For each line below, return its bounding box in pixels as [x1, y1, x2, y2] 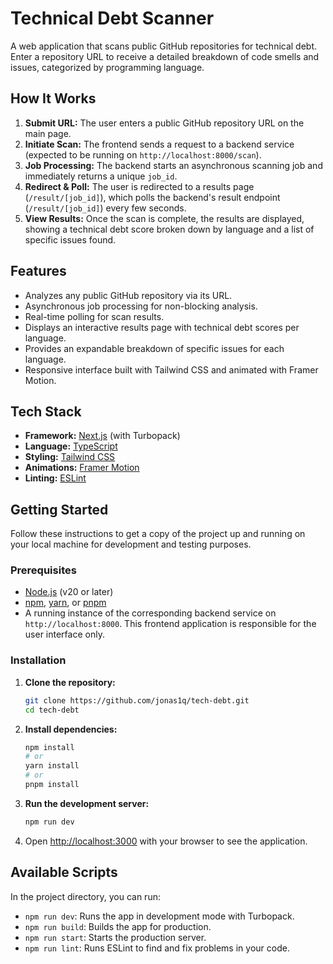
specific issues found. [24, 233, 117, 246]
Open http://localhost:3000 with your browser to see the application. [24, 835, 308, 847]
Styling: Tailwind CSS [24, 451, 116, 463]
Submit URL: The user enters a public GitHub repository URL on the [24, 117, 305, 129]
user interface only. [24, 628, 105, 641]
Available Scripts [10, 864, 118, 881]
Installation [10, 653, 67, 667]
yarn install [24, 761, 80, 771]
